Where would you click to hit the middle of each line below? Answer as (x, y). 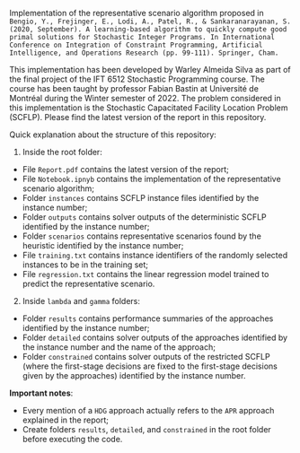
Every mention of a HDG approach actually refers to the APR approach (148, 410)
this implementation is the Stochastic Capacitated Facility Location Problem (149, 108)
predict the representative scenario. (88, 283)
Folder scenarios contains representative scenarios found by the (142, 236)
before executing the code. (72, 439)
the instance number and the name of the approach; (119, 347)
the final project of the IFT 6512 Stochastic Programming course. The (137, 79)
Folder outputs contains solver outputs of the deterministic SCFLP (144, 217)
